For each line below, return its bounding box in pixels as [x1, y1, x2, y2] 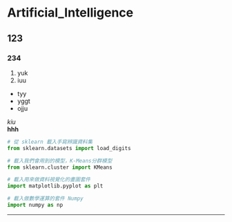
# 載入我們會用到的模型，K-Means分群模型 [7, 157, 113, 164]
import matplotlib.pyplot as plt [7, 183, 104, 189]
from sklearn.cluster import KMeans [7, 164, 113, 171]
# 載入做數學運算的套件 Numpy [7, 195, 84, 202]
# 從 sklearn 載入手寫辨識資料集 [7, 138, 93, 145]
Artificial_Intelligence [7, 5, 134, 21]
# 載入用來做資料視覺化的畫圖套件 [7, 176, 91, 183]
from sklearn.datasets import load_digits [7, 145, 131, 151]
